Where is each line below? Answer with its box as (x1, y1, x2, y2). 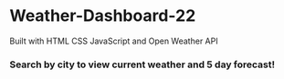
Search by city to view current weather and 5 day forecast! (9, 58, 276, 71)
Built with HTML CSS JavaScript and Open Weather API (9, 35, 218, 46)
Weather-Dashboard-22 (9, 5, 196, 26)
